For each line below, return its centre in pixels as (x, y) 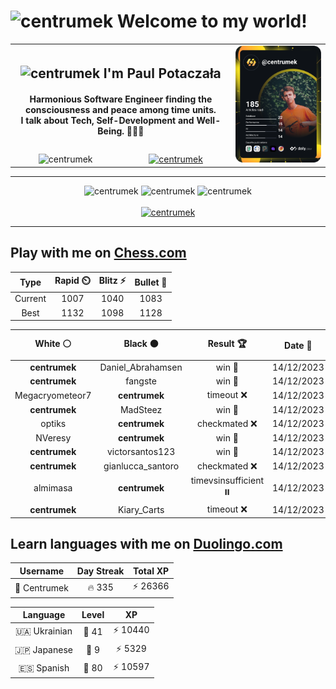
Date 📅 (298, 345)
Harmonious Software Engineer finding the (121, 99)
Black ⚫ (141, 344)
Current (30, 299)
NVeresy (53, 438)
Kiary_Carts (141, 509)
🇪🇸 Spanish (44, 667)
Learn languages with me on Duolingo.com (146, 543)
